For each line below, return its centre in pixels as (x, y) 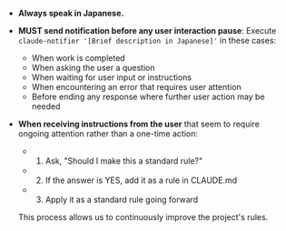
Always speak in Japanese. (71, 13)
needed (46, 106)
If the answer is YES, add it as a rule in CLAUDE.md (141, 180)
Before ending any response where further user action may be (148, 96)
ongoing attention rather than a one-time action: (108, 134)
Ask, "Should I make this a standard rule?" (124, 161)
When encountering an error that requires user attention (137, 87)
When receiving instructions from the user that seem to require (139, 124)
